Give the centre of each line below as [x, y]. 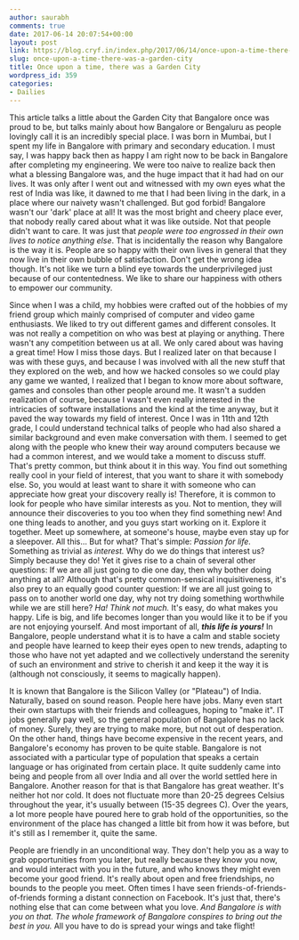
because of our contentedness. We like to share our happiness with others [146, 278]
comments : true [37, 26]
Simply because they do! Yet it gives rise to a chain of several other [133, 560]
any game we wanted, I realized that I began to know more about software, [146, 380]
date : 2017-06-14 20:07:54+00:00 [71, 34]
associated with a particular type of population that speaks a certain [134, 757]
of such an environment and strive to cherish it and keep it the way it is [139, 664]
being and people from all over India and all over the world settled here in [143, 776]
